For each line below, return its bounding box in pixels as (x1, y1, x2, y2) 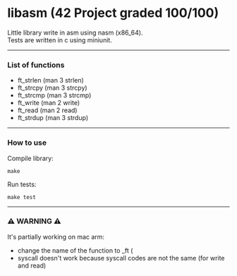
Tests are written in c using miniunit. (7, 35, 113, 44)
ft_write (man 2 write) (17, 99, 80, 107)
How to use (7, 138, 47, 148)
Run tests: (7, 180, 37, 188)
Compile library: (7, 154, 54, 162)
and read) (17, 261, 47, 270)
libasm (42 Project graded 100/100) (7, 5, 219, 21)
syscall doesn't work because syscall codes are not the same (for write (17, 253, 225, 262)
